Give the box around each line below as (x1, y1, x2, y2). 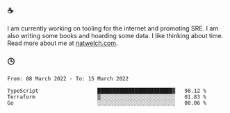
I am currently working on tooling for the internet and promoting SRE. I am (7, 24, 219, 33)
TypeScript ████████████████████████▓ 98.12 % (7, 87, 207, 94)
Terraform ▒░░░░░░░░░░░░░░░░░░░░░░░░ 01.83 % (7, 93, 207, 101)
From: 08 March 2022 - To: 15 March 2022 (7, 75, 129, 82)
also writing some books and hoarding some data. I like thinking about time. (7, 32, 224, 40)
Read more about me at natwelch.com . (7, 39, 118, 47)
